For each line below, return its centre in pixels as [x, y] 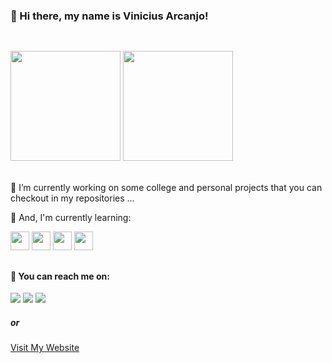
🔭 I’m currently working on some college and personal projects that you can [166, 188]
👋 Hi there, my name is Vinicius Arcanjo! [109, 16]
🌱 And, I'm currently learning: [71, 218]
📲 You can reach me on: [60, 276]
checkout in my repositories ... [72, 198]
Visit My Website [45, 348]
